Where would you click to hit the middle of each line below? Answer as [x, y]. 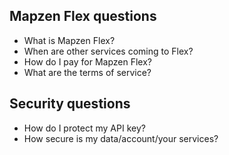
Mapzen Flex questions [83, 16]
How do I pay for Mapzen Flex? [87, 61]
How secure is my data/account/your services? [121, 138]
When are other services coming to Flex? [108, 51]
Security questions [70, 104]
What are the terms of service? [87, 72]
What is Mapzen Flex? [69, 40]
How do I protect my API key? [84, 128]
